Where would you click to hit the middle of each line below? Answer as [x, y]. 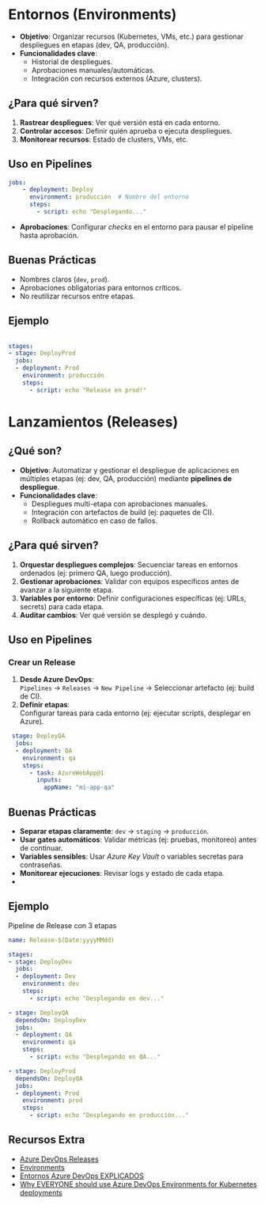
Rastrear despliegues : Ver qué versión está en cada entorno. [120, 122]
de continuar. [41, 848]
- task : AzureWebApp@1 [66, 773]
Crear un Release [42, 662]
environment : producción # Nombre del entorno [109, 197]
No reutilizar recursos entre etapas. [78, 296]
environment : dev [51, 984]
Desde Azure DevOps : [57, 680]
